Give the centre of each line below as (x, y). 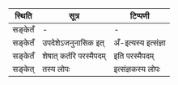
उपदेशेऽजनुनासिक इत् (73, 42)
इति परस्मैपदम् (134, 56)
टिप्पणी (140, 16)
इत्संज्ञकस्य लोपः (137, 69)
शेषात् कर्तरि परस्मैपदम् (74, 56)
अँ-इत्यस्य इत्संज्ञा (140, 42)
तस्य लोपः (56, 69)
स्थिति (23, 16)
